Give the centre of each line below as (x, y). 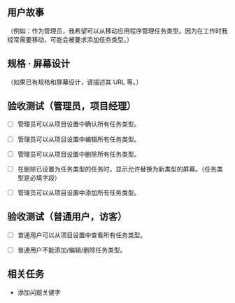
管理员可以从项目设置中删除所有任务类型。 (79, 154)
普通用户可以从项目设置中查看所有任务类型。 (82, 235)
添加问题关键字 (39, 292)
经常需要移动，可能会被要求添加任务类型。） (70, 39)
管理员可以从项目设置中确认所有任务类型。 (79, 124)
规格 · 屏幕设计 (38, 64)
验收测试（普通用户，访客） (67, 217)
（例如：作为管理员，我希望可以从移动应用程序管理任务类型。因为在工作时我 (117, 31)
